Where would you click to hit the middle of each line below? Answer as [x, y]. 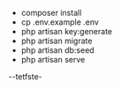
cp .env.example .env [60, 22]
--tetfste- [26, 77]
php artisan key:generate [67, 31]
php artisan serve [53, 59]
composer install [51, 13]
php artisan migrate [57, 41]
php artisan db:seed [57, 50]
